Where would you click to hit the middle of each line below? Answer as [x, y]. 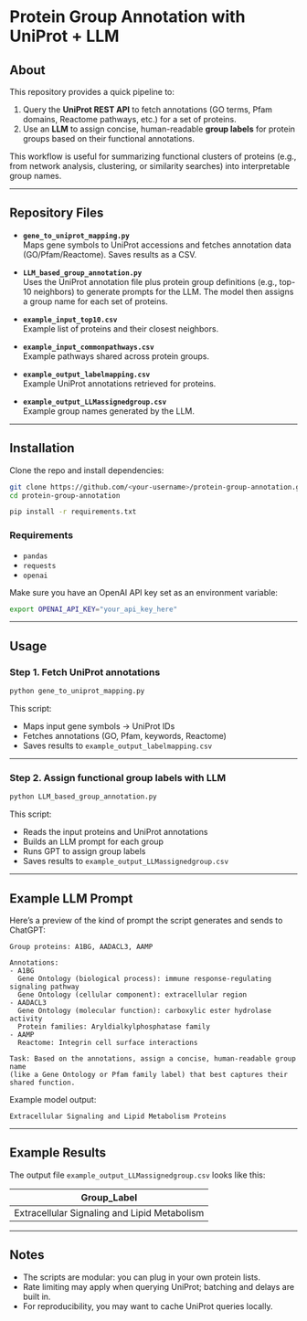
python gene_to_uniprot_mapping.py [77, 692]
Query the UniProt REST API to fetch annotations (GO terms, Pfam [147, 110]
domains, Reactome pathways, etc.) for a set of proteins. [129, 119]
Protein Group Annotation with [127, 17]
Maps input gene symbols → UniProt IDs [99, 726]
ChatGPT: [27, 930]
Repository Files [57, 213]
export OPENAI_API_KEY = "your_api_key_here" [94, 609]
